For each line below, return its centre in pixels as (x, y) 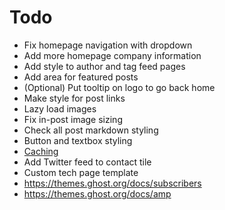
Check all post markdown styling (91, 130)
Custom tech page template (81, 172)
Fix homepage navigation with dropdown (108, 45)
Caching (41, 151)
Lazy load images (60, 108)
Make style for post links (74, 98)
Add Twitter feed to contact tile (87, 162)
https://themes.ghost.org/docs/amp (97, 193)
